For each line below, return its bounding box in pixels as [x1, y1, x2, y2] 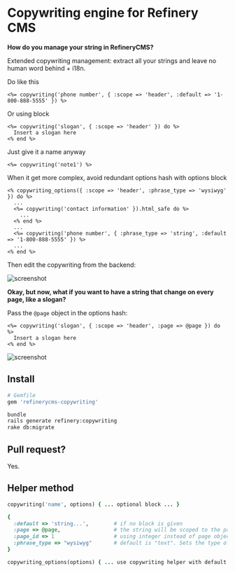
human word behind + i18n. [7, 64, 86, 72]
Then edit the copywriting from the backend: [7, 261, 136, 269]
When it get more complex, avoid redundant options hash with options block [7, 173, 227, 181]
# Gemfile [7, 392, 36, 399]
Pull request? [7, 443, 66, 455]
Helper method [7, 482, 74, 495]
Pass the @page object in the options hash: [7, 308, 128, 317]
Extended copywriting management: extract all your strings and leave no [7, 56, 217, 64]
